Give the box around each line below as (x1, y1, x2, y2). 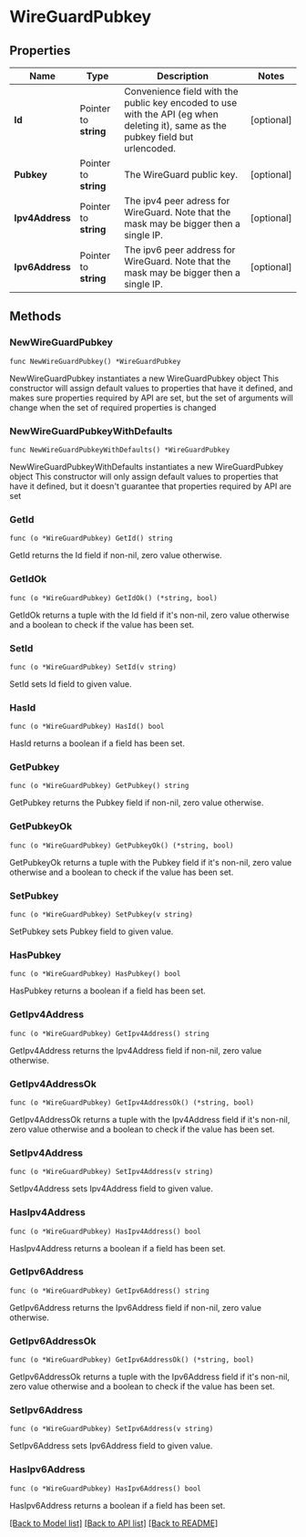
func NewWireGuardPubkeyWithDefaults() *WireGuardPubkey (9, 445, 230, 454)
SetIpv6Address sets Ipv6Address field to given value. (9, 1440, 213, 1451)
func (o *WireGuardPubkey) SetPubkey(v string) (9, 910, 194, 919)
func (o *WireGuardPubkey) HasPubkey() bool (9, 970, 181, 979)
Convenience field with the (124, 85, 239, 98)
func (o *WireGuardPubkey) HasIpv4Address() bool (9, 1227, 202, 1236)
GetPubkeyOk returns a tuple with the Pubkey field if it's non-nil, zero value (9, 857, 292, 867)
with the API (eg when (124, 108, 219, 120)
